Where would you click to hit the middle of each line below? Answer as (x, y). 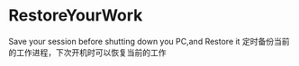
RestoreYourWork (76, 16)
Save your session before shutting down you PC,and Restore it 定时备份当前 (149, 41)
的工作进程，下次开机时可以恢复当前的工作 (87, 52)
